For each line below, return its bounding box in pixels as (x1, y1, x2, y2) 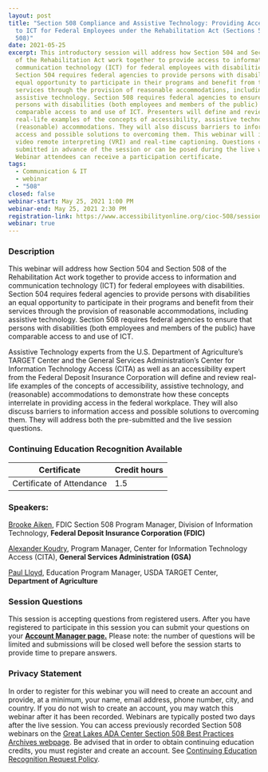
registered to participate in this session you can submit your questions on (8, 623, 250, 632)
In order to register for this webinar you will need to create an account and (8, 686, 253, 695)
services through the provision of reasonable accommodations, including (8, 307, 249, 316)
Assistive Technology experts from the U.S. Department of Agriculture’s (8, 347, 243, 357)
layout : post (8, 11, 52, 20)
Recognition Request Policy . (8, 754, 100, 763)
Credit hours (114, 464, 164, 475)
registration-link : (8, 212, 73, 220)
